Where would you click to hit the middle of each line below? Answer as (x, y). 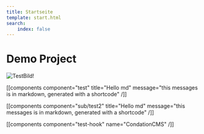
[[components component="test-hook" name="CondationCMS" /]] (90, 124)
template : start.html (34, 18)
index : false (34, 29)
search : (16, 23)
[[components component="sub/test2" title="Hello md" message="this (96, 106)
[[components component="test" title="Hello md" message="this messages (102, 88)
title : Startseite (30, 12)
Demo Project (42, 59)
